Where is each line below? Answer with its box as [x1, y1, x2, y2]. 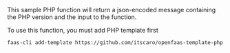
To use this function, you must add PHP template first [7, 26, 158, 34]
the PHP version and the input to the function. [7, 13, 137, 21]
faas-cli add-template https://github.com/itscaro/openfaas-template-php [7, 39, 224, 46]
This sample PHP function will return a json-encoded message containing [7, 6, 216, 14]
